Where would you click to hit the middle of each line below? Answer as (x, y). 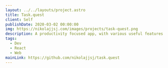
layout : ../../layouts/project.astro (45, 10)
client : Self (19, 19)
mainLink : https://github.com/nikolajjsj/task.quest (63, 58)
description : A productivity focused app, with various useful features (84, 34)
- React (18, 48)
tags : (11, 39)
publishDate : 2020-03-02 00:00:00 (42, 24)
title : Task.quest (25, 15)
